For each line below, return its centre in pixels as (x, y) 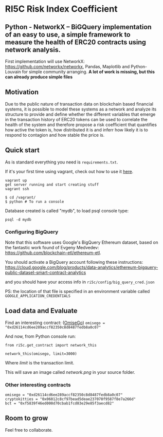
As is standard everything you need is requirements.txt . (62, 162)
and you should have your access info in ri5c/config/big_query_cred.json (80, 282)
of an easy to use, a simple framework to (68, 34)
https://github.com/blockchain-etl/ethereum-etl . (53, 253)
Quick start (22, 150)
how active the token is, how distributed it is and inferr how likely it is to (77, 129)
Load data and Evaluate (41, 311)
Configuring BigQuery (32, 232)
